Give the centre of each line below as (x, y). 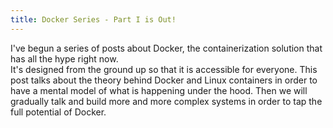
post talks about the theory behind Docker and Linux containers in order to (164, 80)
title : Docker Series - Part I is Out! (93, 19)
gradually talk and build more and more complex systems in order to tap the (166, 101)
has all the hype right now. (64, 58)
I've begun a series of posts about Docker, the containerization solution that (166, 48)
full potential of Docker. (58, 112)
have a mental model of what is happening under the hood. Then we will (159, 90)
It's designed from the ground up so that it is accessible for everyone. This (164, 69)
